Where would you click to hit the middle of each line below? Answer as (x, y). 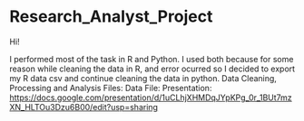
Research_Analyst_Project (111, 17)
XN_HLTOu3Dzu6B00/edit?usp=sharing (84, 107)
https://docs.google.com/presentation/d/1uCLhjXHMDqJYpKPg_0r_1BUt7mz (151, 98)
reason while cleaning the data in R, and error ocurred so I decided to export (152, 69)
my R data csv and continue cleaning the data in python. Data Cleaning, (143, 78)
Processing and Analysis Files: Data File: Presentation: (111, 88)
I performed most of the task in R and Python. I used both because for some (152, 59)
